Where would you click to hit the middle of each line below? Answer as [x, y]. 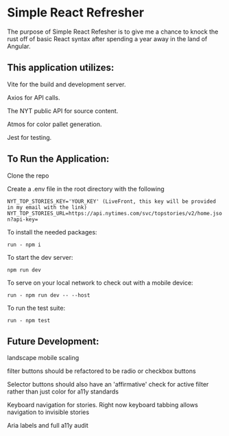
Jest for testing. [29, 137]
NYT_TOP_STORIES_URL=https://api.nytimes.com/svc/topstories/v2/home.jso [115, 213]
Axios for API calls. [34, 97]
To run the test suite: [36, 308]
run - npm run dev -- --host [49, 295]
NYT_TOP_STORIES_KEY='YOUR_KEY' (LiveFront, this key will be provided [111, 201]
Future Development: [53, 341]
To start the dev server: [40, 257]
